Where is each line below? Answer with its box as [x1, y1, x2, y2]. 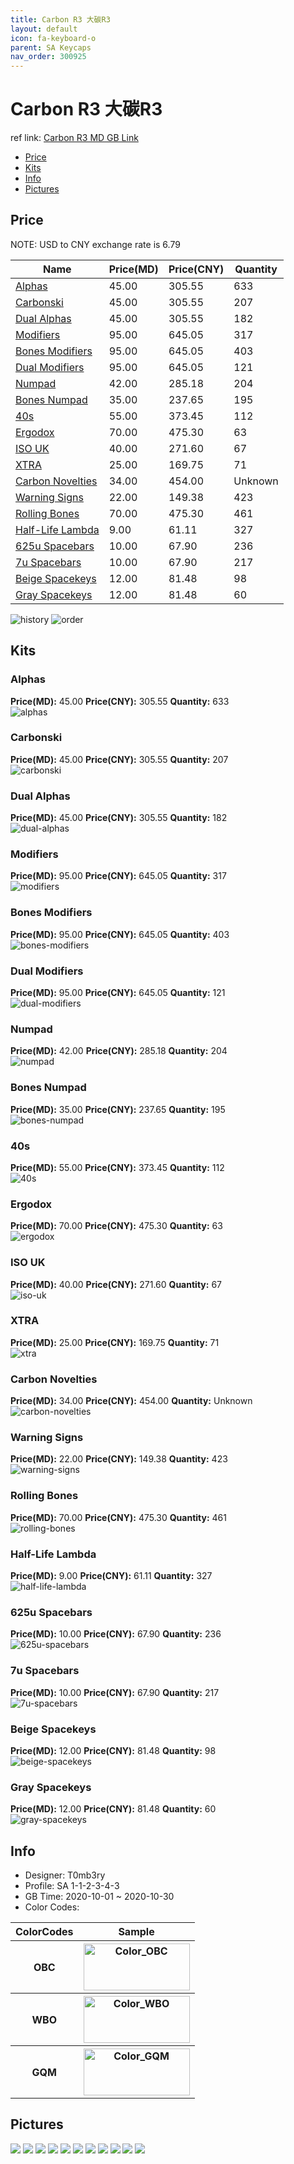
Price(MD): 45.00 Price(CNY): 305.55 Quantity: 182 [10, 812, 228, 824]
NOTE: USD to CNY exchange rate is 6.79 [10, 238, 181, 250]
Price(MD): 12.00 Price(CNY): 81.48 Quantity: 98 [10, 1744, 217, 1756]
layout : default [10, 24, 78, 34]
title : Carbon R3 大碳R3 [10, 14, 111, 25]
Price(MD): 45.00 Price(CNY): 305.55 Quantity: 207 [10, 753, 229, 765]
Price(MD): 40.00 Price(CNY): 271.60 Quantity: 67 [10, 1278, 222, 1290]
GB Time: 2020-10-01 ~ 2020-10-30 [24, 1891, 175, 1903]
